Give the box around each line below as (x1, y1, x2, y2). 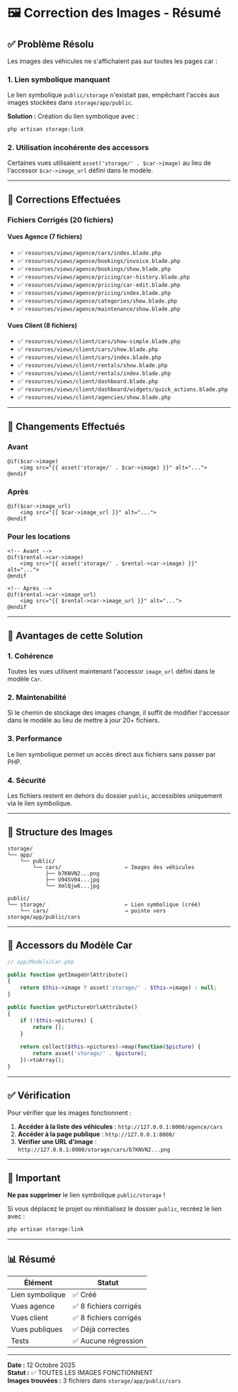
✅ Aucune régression (72, 1336, 144, 1346)
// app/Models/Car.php (7, 958, 74, 966)
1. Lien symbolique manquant (7, 75, 110, 85)
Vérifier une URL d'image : (17, 1137, 97, 1145)
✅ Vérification (7, 1089, 71, 1101)
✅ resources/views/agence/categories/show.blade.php (17, 296, 178, 305)
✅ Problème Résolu (7, 38, 94, 50)
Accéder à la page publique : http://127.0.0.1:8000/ (17, 1130, 176, 1138)
